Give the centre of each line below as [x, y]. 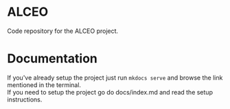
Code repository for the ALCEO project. [63, 31]
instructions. [25, 99]
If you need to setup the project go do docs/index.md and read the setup [110, 92]
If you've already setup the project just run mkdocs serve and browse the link [115, 77]
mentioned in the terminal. [44, 85]
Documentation [53, 59]
